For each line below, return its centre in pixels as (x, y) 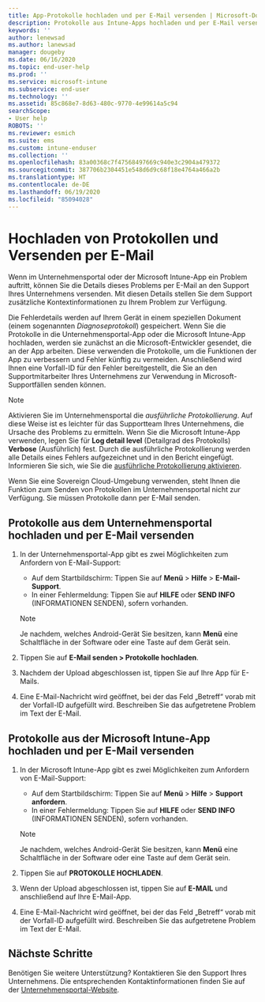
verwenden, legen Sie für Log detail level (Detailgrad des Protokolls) (119, 441)
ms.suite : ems (32, 140)
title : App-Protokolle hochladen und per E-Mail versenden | (111, 15)
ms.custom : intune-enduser (52, 148)
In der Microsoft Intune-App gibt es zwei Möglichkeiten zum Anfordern (134, 770)
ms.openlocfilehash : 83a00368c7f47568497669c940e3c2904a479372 (114, 163)
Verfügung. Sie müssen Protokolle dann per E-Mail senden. (105, 498)
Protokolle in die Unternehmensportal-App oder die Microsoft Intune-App (127, 335)
